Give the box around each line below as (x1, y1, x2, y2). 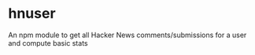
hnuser (8, 5, 57, 22)
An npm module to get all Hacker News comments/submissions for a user (8, 30, 247, 40)
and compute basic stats (8, 38, 88, 47)
